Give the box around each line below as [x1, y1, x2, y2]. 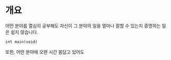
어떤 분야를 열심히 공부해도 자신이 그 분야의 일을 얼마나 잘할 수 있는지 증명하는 [5, 23, 161, 29]
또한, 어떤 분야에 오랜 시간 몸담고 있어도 [5, 49, 84, 55]
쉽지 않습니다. [10, 29, 38, 35]
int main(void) [5, 39, 38, 44]
